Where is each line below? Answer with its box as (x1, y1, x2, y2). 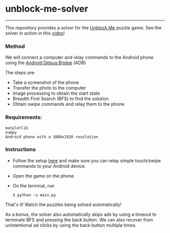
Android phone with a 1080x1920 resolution (5, 134, 99, 139)
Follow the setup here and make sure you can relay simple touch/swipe (12, 157, 161, 163)
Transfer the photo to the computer (12, 85, 87, 91)
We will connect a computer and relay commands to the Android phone (5, 54, 154, 61)
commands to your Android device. (12, 163, 86, 169)
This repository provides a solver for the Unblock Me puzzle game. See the (5, 24, 162, 31)
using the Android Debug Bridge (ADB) (5, 60, 86, 66)
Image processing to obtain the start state (12, 90, 100, 97)
